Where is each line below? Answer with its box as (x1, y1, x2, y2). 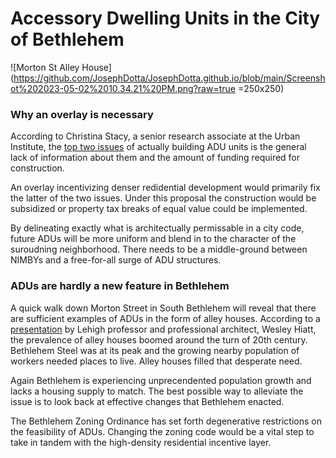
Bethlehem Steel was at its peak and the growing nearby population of (10, 344, 300, 356)
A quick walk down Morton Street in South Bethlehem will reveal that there (10, 302, 317, 314)
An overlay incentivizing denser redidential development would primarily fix (10, 182, 321, 194)
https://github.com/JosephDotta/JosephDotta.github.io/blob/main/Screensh (13, 72, 326, 84)
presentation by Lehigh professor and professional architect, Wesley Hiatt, (10, 323, 317, 335)
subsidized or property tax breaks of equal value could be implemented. (10, 203, 308, 215)
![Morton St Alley (10, 61, 80, 73)
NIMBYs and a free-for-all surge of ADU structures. (10, 254, 222, 266)
